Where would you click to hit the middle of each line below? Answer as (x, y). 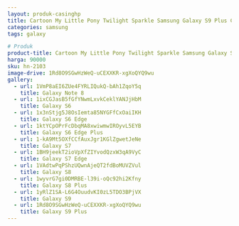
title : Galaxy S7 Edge (54, 159)
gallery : (20, 80)
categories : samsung (38, 27)
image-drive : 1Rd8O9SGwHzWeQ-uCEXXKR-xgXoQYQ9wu (81, 73)
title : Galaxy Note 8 (52, 93)
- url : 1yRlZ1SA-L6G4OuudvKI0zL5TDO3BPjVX (78, 192)
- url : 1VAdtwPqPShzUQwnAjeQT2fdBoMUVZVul (78, 166)
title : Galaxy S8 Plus (54, 185)
